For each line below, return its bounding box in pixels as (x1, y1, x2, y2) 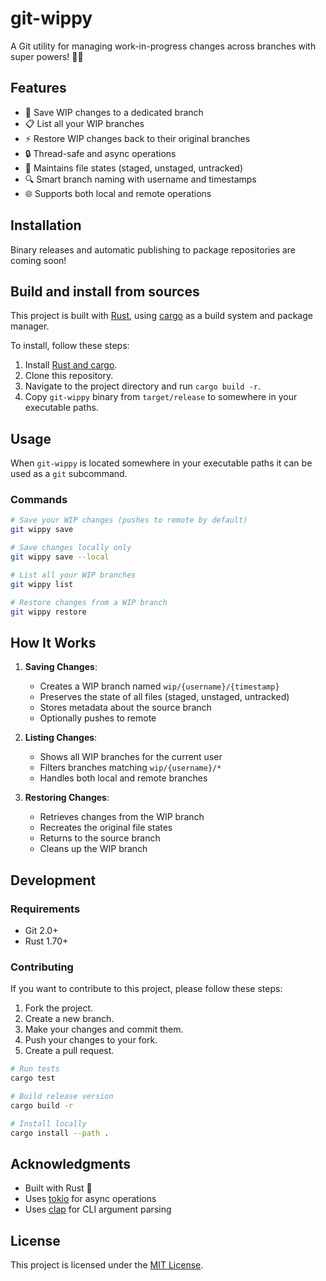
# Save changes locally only (10, 543, 132, 553)
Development (10, 872, 97, 889)
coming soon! (10, 254, 67, 266)
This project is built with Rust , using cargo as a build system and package (10, 310, 313, 322)
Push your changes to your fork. (24, 1034, 158, 1046)
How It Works (10, 634, 97, 651)
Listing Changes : (24, 732, 98, 744)
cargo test (10, 1073, 56, 1084)
